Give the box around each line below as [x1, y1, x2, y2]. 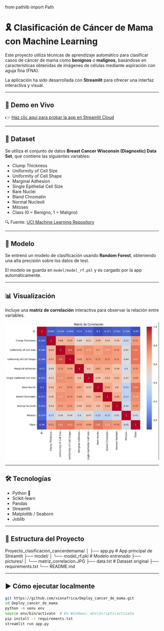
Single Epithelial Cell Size [12, 183, 63, 189]
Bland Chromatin [12, 194, 46, 199]
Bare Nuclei [12, 188, 36, 195]
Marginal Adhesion [12, 178, 50, 184]
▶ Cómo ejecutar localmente [5, 582, 95, 590]
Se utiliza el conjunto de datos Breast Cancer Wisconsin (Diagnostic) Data [5, 148, 157, 153]
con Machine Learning [5, 36, 98, 47]
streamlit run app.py [5, 621, 49, 626]
